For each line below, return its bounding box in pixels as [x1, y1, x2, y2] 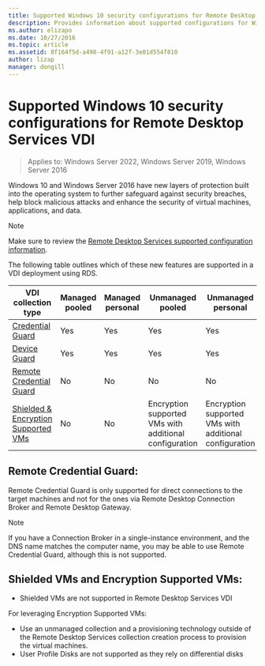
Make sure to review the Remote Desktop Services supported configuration [8, 236, 253, 246]
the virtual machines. [19, 641, 88, 650]
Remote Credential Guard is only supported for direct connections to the [8, 485, 243, 495]
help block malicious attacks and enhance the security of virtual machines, [8, 197, 252, 206]
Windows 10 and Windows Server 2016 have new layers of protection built [8, 180, 250, 190]
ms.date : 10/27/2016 [8, 33, 77, 42]
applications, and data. [8, 205, 83, 215]
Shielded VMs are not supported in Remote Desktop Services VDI [19, 593, 233, 603]
